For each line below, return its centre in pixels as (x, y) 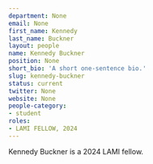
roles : (19, 121)
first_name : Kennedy (43, 31)
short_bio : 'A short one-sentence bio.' (78, 69)
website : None (32, 99)
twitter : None (32, 91)
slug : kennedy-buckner (47, 76)
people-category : (38, 106)
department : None (38, 16)
